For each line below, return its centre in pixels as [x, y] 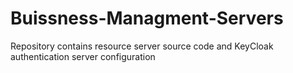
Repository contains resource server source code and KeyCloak [142, 46]
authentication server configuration [83, 56]
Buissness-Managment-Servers [147, 18]
